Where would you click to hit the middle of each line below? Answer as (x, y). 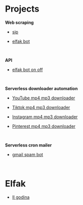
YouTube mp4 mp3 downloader (43, 98)
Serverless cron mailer (28, 145)
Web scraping (19, 22)
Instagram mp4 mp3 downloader (45, 117)
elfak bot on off (27, 70)
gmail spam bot (27, 154)
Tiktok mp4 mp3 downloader (41, 107)
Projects (22, 9)
